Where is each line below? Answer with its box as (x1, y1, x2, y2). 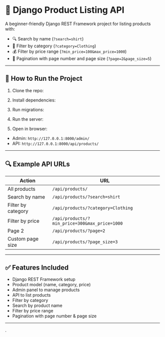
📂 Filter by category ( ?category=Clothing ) (12, 43, 97, 49)
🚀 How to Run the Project (5, 74, 82, 83)
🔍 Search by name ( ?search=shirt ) (12, 35, 84, 41)
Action (19, 177, 36, 184)
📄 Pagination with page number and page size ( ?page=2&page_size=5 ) (12, 55, 152, 61)
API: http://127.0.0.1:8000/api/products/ (12, 140, 99, 146)
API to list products (12, 292, 51, 298)
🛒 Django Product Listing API (5, 4, 125, 16)
